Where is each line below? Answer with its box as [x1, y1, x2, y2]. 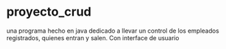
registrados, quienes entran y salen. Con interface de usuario [6, 33, 179, 42]
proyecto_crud [6, 4, 92, 20]
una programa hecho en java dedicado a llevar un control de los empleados [6, 27, 220, 35]
